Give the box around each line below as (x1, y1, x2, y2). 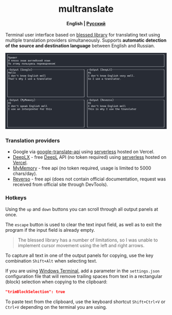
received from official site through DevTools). (12, 181, 109, 188)
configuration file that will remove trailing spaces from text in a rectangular (5, 273, 163, 279)
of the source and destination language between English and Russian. (5, 43, 155, 49)
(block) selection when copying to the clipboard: (5, 279, 107, 285)
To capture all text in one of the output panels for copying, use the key (5, 252, 154, 258)
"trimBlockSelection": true (5, 289, 66, 294)
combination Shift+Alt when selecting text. (5, 257, 97, 264)
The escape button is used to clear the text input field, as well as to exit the (5, 221, 162, 228)
